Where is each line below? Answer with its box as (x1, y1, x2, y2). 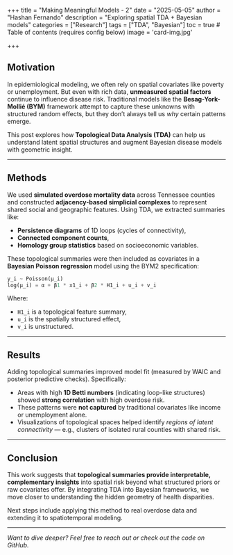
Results (7, 349, 41, 361)
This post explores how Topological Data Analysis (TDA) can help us (7, 130, 206, 138)
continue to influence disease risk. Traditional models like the (7, 95, 182, 103)
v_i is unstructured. (17, 323, 74, 331)
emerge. (7, 117, 31, 125)
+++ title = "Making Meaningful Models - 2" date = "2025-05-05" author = (7, 6, 221, 14)
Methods (7, 172, 47, 184)
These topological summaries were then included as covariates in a (7, 254, 200, 263)
